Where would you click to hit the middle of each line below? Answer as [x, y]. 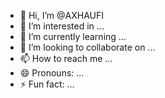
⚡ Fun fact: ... [47, 84]
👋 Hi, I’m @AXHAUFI [61, 15]
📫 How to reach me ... [66, 58]
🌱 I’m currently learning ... [73, 36]
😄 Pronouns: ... [52, 73]
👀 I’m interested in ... [62, 26]
